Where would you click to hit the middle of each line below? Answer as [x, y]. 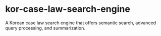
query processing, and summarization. [45, 28]
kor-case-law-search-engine [68, 9]
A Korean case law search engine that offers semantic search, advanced [81, 23]
